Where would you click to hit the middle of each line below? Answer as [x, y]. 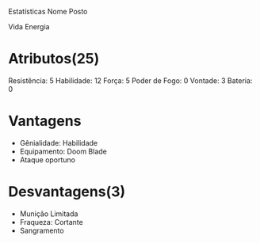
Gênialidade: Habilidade [59, 142]
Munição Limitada [49, 214]
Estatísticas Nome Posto [48, 11]
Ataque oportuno [48, 159]
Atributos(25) [54, 59]
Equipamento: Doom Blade [63, 151]
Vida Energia [29, 27]
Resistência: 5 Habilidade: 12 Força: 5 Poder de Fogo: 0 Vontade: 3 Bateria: [130, 80]
